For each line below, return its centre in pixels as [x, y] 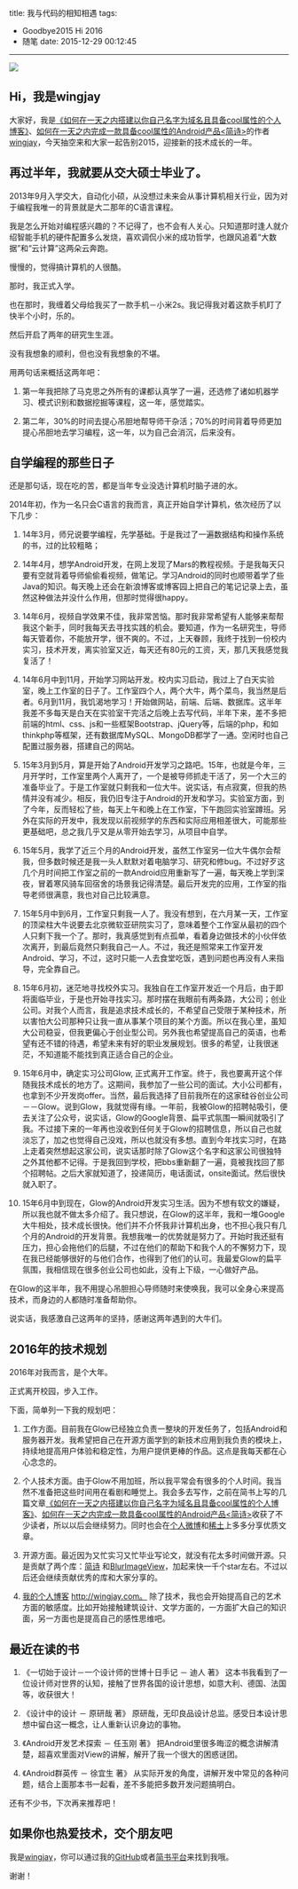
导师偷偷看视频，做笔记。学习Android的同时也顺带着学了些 [176, 576]
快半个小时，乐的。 [44, 315]
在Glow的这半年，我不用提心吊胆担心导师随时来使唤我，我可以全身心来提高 [147, 1288]
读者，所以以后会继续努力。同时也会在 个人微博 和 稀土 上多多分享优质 [154, 1525]
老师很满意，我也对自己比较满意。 [92, 895]
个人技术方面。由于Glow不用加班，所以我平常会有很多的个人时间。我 [148, 1481]
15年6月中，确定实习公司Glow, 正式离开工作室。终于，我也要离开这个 [148, 1074]
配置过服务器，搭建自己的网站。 [80, 746]
